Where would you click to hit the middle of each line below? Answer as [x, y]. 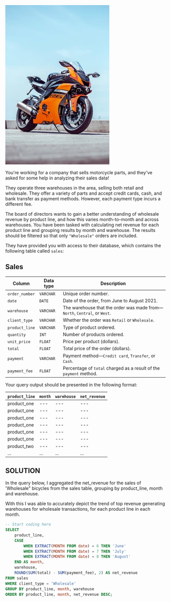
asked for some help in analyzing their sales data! [57, 178]
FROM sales [17, 578]
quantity [17, 335]
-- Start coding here [28, 525]
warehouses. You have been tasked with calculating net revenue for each [82, 225]
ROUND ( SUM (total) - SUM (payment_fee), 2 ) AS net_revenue [76, 573]
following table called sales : [35, 251]
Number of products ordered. [94, 334]
